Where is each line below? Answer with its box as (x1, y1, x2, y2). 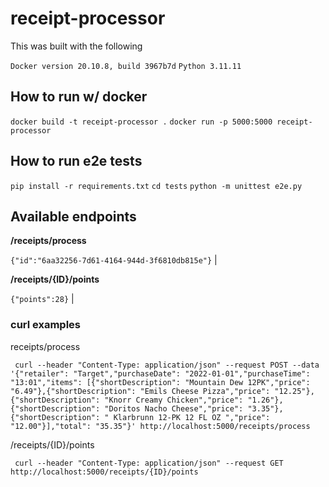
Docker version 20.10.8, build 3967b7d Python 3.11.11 (10, 61, 242, 71)
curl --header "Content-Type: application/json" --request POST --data (14, 360, 320, 370)
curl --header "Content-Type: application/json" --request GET (14, 458, 284, 468)
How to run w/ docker (10, 88, 148, 106)
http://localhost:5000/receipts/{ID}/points (10, 467, 199, 477)
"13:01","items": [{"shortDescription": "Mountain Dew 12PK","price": (10, 377, 311, 387)
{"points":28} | (10, 293, 75, 305)
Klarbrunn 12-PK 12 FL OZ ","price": (113, 412, 271, 422)
